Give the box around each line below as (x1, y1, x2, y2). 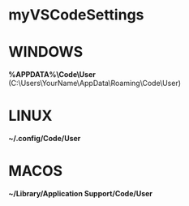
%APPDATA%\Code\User (8, 70, 96, 79)
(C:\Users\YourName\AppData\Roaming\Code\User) (8, 79, 181, 88)
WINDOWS (8, 43, 84, 62)
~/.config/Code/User (8, 134, 81, 144)
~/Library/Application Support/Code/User (8, 189, 152, 198)
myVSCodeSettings (8, 6, 144, 24)
